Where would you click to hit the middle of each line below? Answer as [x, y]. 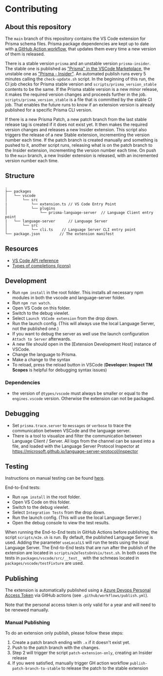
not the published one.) [36, 329]
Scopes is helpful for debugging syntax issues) [59, 370]
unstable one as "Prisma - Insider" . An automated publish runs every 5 [76, 74]
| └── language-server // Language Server [56, 221]
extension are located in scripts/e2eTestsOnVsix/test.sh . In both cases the [81, 553]
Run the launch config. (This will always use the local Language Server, [83, 324]
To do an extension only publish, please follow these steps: [64, 633]
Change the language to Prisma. [44, 355]
